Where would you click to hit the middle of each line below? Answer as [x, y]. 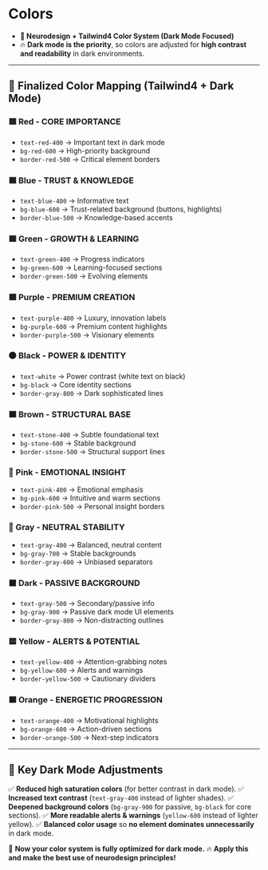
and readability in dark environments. [82, 53]
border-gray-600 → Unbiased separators [86, 562]
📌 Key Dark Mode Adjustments [86, 770]
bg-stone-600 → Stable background [78, 443]
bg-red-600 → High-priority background [85, 150]
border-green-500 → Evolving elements [84, 276]
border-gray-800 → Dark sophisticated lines [91, 393]
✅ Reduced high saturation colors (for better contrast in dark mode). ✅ [126, 789]
